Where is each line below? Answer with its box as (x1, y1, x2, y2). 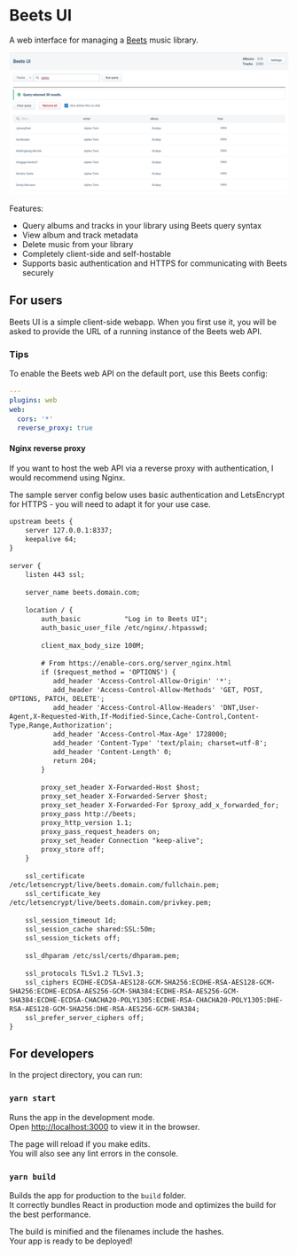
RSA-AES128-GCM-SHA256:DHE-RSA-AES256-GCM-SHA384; (9, 1004, 200, 1013)
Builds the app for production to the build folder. (9, 1189, 187, 1201)
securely (21, 267, 55, 277)
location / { (25, 605, 74, 614)
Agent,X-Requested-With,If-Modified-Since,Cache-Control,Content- (9, 712, 260, 721)
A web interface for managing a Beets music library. (9, 35, 199, 45)
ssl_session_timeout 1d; (25, 916, 117, 924)
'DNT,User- (219, 703, 260, 712)
